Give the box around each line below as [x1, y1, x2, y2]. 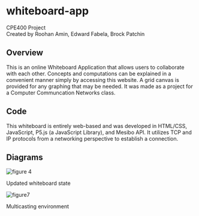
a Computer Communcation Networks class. [6, 89, 116, 96]
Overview [6, 48, 44, 58]
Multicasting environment [6, 203, 70, 210]
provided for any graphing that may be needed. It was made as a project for [6, 83, 194, 90]
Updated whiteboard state [6, 180, 71, 187]
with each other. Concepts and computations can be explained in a [6, 70, 171, 77]
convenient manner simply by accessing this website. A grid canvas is [6, 76, 180, 83]
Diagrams [6, 152, 43, 162]
